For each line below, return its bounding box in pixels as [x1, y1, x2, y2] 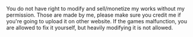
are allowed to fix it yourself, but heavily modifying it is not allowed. [6, 24, 173, 31]
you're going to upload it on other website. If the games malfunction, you [6, 18, 188, 24]
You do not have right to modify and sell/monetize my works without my [6, 5, 185, 12]
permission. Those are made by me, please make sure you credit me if [6, 11, 182, 18]
